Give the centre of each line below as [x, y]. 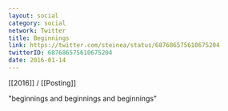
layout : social [34, 16]
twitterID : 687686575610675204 [60, 53]
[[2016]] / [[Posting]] [42, 83]
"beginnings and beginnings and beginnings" [83, 98]
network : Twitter [37, 30]
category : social [37, 23]
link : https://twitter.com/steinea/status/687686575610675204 [114, 46]
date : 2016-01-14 [37, 61]
